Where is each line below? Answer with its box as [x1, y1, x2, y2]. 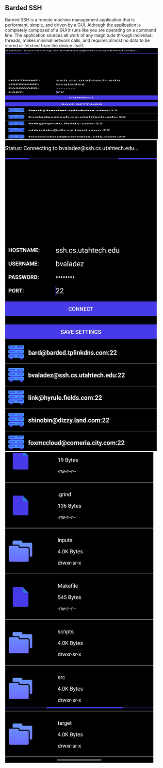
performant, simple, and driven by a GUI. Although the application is [5, 22, 141, 28]
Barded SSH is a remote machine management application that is [5, 17, 135, 22]
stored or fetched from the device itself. [5, 42, 84, 48]
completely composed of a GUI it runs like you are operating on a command [5, 27, 156, 33]
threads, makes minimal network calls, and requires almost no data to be [5, 37, 150, 43]
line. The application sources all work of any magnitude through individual [5, 32, 153, 38]
